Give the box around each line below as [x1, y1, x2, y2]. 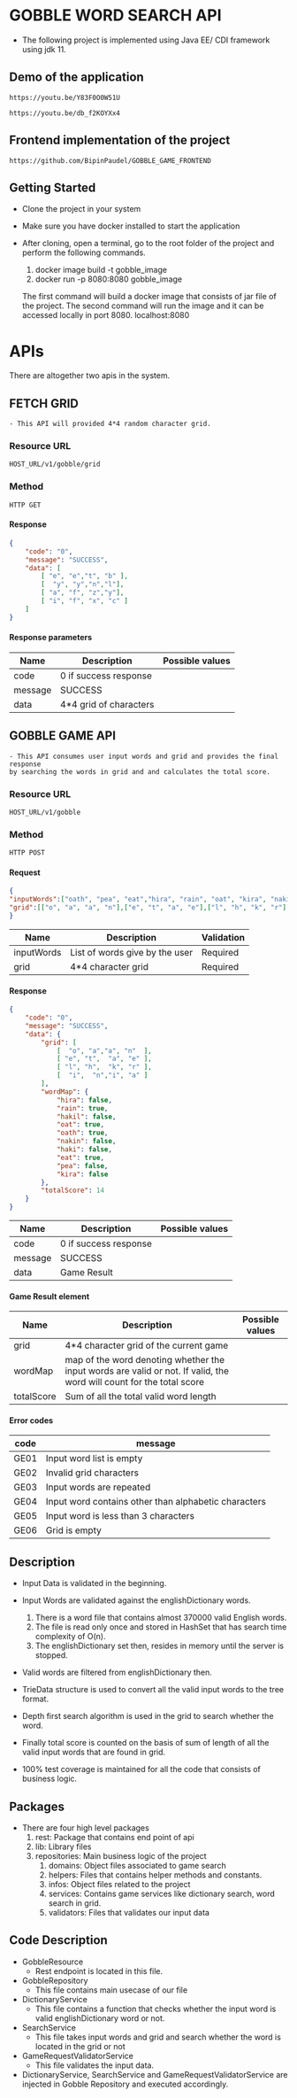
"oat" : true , [56, 1120, 104, 1129]
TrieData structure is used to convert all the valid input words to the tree [21, 1684, 285, 1695]
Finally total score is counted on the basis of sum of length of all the [21, 1738, 270, 1748]
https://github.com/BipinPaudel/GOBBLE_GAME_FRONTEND [9, 156, 212, 165]
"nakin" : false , [56, 1137, 117, 1146]
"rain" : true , [56, 1103, 109, 1112]
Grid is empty [45, 1524, 102, 1537]
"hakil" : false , [56, 1112, 117, 1121]
